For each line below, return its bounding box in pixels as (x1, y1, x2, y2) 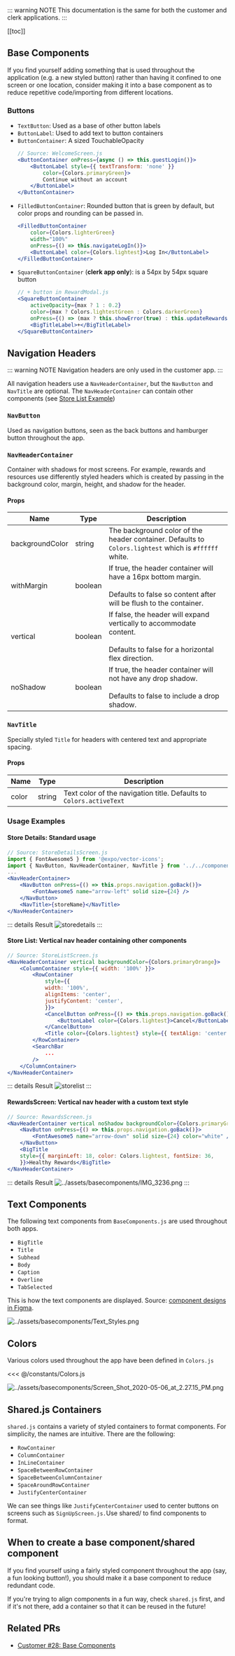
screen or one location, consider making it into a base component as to (7, 81, 213, 89)
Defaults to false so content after (108, 590, 217, 600)
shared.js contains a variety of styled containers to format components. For (7, 1422, 227, 1430)
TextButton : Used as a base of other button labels (17, 122, 161, 130)
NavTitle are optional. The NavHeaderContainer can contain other (7, 387, 194, 395)
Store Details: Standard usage (7, 834, 97, 842)
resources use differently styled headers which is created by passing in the (7, 473, 225, 481)
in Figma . (7, 1304, 34, 1312)
